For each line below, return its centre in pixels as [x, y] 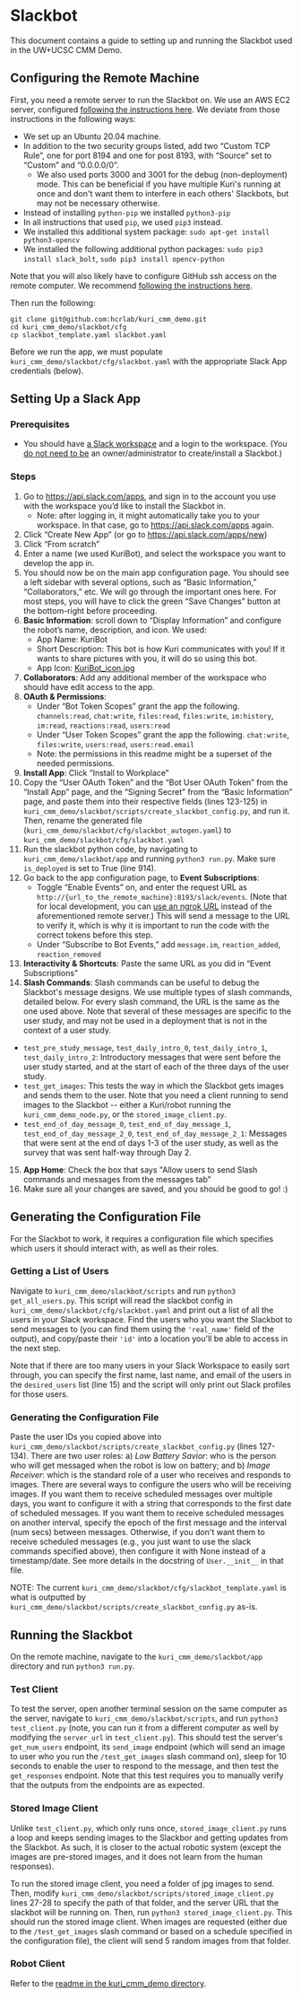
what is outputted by [48, 1597]
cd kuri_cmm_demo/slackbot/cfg [69, 327]
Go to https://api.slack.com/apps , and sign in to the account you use [150, 496]
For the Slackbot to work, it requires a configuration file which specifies [142, 1238]
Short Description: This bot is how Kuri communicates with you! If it [161, 649]
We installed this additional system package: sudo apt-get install [146, 231]
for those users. [39, 1394]
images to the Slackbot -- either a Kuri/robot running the [127, 1104]
